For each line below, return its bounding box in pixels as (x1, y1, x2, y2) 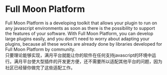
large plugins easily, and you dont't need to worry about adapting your (5, 36, 150, 42)
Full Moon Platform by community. (5, 46, 76, 52)
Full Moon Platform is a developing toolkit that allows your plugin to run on (5, 20, 158, 26)
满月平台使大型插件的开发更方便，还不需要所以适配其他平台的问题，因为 (13, 58, 163, 64)
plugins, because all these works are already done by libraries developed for (5, 41, 163, 47)
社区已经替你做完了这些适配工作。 (5, 65, 75, 71)
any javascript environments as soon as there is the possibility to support (5, 25, 156, 31)
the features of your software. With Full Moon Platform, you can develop (5, 30, 154, 36)
